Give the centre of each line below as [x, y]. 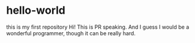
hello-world [36, 10]
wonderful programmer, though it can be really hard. [71, 33]
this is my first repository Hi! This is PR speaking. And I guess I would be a [98, 27]
